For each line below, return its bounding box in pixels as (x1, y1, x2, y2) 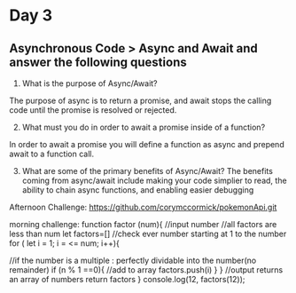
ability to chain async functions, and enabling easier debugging (21, 185, 254, 195)
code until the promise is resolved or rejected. (9, 105, 177, 115)
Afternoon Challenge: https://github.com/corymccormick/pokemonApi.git (9, 202, 277, 212)
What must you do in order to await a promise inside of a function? (21, 122, 266, 132)
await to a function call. (9, 148, 95, 159)
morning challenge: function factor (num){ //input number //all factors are (9, 219, 277, 229)
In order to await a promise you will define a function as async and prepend (9, 139, 285, 149)
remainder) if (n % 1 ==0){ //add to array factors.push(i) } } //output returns (9, 265, 284, 275)
